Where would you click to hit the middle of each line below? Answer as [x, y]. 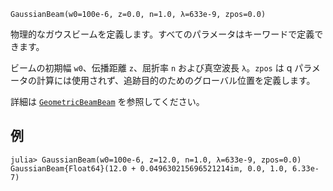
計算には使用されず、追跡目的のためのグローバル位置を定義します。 [176, 80]
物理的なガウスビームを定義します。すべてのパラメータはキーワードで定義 [162, 34]
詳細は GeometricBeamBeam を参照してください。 [107, 101]
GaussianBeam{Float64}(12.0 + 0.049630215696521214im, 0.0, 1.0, [149, 168]
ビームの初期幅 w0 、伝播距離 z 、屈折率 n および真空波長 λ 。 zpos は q [151, 68]
